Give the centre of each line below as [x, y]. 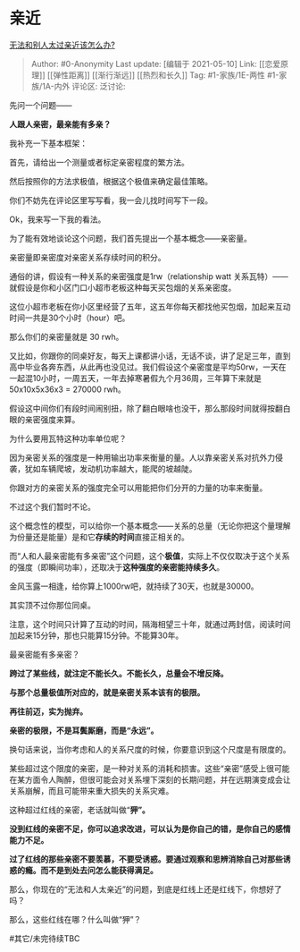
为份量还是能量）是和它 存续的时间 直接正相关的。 [99, 537]
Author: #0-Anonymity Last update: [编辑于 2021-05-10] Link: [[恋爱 [156, 64]
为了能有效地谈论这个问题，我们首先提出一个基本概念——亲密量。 [130, 238]
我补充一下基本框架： [48, 143]
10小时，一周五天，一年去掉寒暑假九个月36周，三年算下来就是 [147, 378]
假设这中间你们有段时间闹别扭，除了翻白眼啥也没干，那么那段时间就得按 [142, 408]
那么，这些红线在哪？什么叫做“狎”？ [75, 919]
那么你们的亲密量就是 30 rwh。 [67, 336]
